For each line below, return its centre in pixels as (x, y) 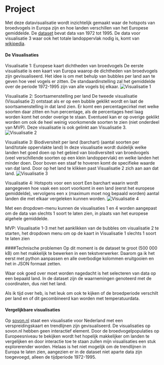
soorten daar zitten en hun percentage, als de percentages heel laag (74, 112)
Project (20, 9)
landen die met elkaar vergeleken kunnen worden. (56, 199)
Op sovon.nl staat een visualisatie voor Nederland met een (64, 321)
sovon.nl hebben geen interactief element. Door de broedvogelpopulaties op (82, 331)
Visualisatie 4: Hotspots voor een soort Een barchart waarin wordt (72, 183)
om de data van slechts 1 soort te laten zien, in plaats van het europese (77, 213)
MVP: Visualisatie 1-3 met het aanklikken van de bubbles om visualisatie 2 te (82, 228)
